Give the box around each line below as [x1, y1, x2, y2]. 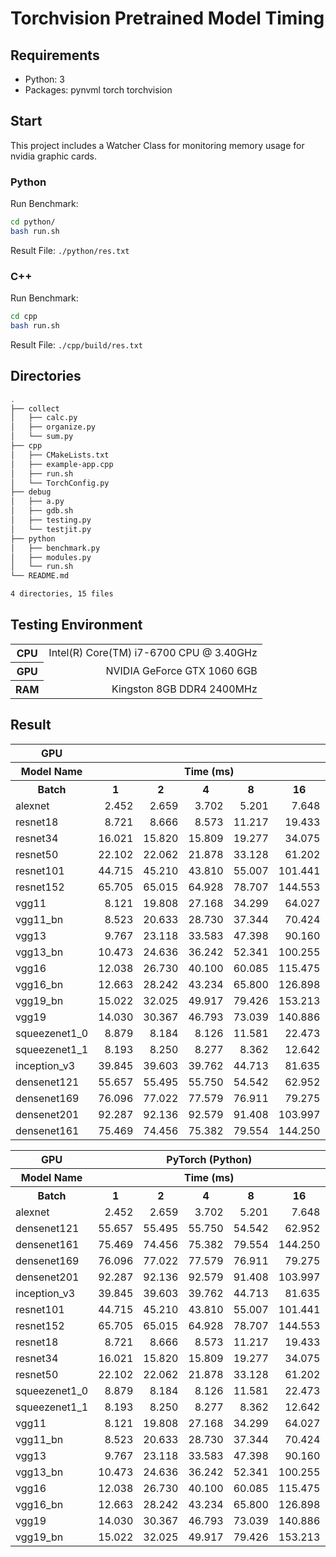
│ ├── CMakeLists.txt [10, 450, 110, 460]
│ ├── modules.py [10, 552, 92, 562]
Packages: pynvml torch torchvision [24, 84, 173, 96]
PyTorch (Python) [166, 1152, 253, 1166]
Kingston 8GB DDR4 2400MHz [111, 682, 258, 696]
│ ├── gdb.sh [10, 506, 74, 516]
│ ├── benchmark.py [10, 543, 101, 553]
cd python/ [10, 217, 56, 227]
